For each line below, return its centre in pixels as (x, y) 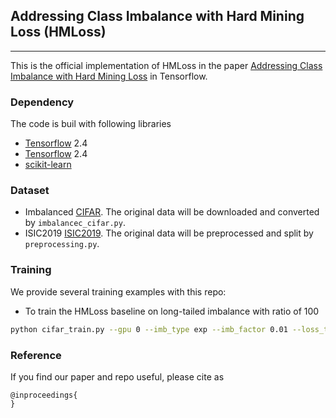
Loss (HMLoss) (58, 32)
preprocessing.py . (62, 244)
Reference (36, 355)
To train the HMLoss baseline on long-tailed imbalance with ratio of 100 (172, 311)
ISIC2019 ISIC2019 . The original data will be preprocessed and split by (169, 233)
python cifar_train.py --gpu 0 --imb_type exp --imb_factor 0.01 (149, 329)
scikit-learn (48, 165)
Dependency (42, 102)
